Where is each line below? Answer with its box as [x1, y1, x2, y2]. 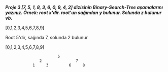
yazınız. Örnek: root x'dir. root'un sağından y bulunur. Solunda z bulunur [5, 10, 162, 16]
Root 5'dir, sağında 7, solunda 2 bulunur [5, 35, 88, 40]
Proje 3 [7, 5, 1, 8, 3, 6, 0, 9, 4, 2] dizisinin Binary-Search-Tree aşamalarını [5, 5, 163, 10]
